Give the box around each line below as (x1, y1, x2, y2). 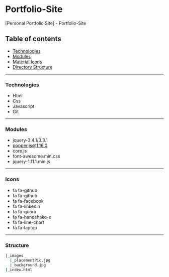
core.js (12, 148, 27, 154)
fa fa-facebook (12, 198, 44, 204)
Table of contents (5, 35, 61, 43)
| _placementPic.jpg (10, 257, 51, 263)
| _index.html (5, 267, 33, 272)
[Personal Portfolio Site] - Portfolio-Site (5, 20, 87, 26)
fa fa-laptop (12, 224, 38, 230)
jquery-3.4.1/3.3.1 (12, 137, 48, 144)
